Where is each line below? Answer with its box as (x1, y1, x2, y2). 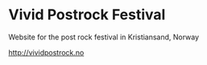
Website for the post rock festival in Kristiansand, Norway (8, 32, 200, 42)
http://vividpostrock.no (8, 47, 85, 57)
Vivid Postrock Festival (8, 6, 166, 24)
